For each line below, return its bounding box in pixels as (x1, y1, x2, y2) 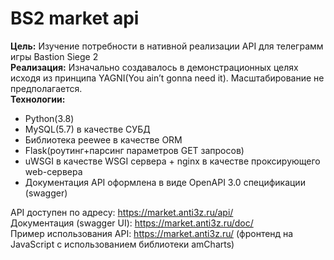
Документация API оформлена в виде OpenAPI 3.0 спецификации (24, 176, 306, 188)
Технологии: (10, 93, 66, 105)
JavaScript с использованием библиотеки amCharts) (10, 238, 235, 250)
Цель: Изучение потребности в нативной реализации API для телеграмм (10, 40, 324, 52)
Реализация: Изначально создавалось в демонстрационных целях (10, 61, 299, 73)
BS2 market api (10, 7, 140, 30)
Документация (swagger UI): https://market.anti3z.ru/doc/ (10, 217, 254, 229)
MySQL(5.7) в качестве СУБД (24, 123, 151, 135)
